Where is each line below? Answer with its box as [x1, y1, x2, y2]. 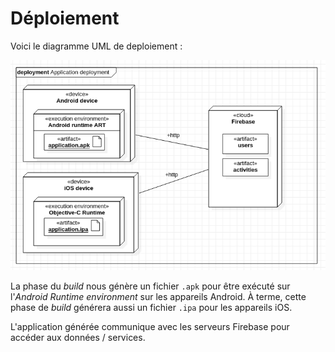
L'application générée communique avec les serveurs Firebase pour [10, 320, 290, 332]
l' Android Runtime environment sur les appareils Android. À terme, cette [10, 290, 307, 302]
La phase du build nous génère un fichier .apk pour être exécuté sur [10, 280, 291, 292]
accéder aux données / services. [10, 331, 146, 343]
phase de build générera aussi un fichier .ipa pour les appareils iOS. [10, 301, 293, 313]
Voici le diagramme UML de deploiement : [10, 40, 183, 52]
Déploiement [10, 7, 120, 30]
